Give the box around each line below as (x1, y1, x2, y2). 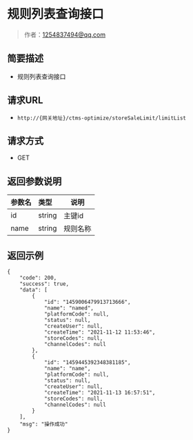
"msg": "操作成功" (19, 421, 68, 428)
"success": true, (19, 280, 70, 287)
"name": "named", (43, 305, 94, 312)
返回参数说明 (7, 175, 62, 187)
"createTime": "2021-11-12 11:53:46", (43, 329, 156, 336)
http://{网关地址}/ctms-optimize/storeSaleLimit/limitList (17, 115, 186, 122)
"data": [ (19, 287, 48, 294)
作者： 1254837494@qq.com (23, 30, 105, 39)
